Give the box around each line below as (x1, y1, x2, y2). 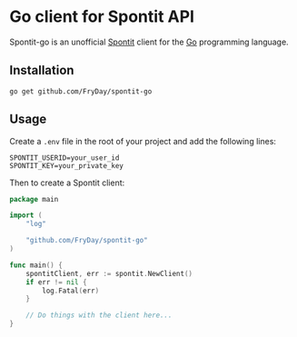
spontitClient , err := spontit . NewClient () (25, 269, 193, 278)
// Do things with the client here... (25, 311, 173, 320)
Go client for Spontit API (9, 6, 195, 27)
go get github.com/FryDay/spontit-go (9, 86, 153, 96)
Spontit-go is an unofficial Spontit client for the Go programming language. (9, 36, 289, 47)
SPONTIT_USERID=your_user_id (9, 153, 120, 163)
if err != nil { (25, 277, 88, 287)
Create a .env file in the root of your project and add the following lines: (9, 135, 277, 146)
